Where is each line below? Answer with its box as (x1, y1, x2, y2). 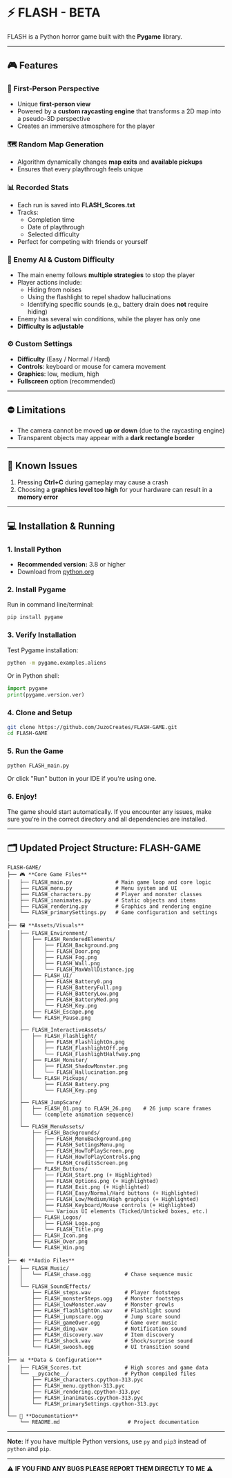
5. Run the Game (7, 746, 64, 756)
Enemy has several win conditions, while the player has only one (17, 314, 201, 323)
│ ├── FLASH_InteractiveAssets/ (7, 1026, 107, 1033)
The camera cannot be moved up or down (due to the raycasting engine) (17, 426, 225, 435)
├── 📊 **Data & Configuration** (7, 1356, 102, 1363)
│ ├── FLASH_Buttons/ (7, 1165, 88, 1173)
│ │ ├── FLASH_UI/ (7, 972, 72, 979)
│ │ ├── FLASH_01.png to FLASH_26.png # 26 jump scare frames (7, 1105, 212, 1112)
